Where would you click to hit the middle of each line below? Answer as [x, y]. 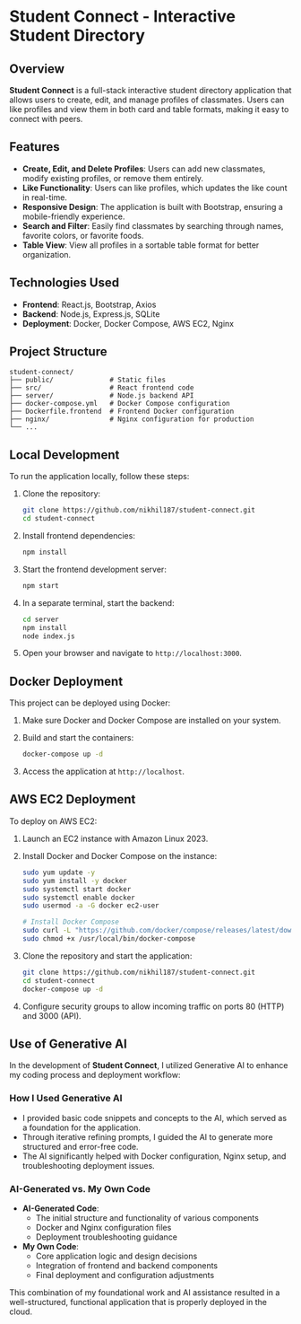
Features [34, 147]
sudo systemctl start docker [77, 889]
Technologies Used [64, 283]
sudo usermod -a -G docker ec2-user [90, 906]
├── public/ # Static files [88, 380]
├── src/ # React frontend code [102, 388]
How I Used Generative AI [66, 1099]
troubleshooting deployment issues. [88, 1165]
